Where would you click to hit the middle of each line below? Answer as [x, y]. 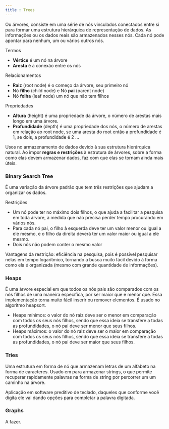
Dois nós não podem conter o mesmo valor [57, 244]
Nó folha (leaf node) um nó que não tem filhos [61, 96]
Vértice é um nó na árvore [40, 60]
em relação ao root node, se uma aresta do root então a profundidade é [87, 132]
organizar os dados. [26, 192]
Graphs [14, 411]
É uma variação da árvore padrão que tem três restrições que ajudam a [79, 187]
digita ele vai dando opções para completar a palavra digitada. [70, 398]
